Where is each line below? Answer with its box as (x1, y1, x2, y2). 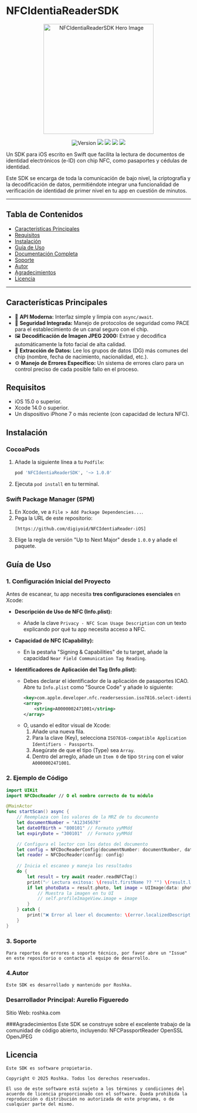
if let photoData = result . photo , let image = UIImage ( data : (27, 885, 180, 891)
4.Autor (6, 969, 29, 977)
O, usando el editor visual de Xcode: (23, 722, 111, 729)
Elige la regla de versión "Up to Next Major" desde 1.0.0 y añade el (14, 536, 178, 543)
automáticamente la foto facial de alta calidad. (14, 340, 127, 347)
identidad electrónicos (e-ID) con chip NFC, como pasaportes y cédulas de (6, 157, 188, 164)
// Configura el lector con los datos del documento (16, 841, 148, 847)
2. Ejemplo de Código (6, 774, 69, 782)
